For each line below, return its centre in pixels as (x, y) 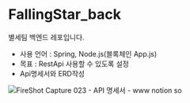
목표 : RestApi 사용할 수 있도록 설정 (74, 64)
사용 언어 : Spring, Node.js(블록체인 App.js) (88, 53)
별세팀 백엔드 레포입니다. (46, 37)
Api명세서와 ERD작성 (52, 73)
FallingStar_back (65, 15)
